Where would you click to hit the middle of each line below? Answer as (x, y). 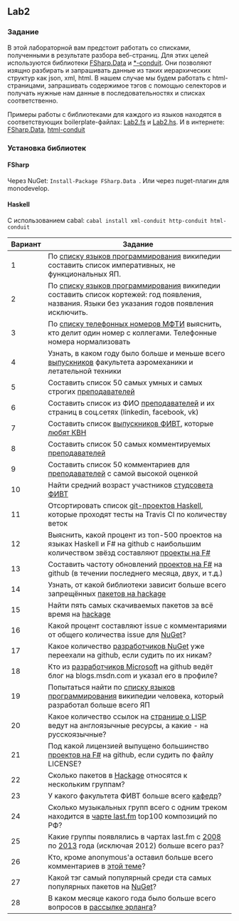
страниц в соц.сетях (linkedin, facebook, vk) (123, 412)
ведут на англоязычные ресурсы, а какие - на (128, 726)
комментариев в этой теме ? (97, 866)
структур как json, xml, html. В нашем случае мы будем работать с (109, 78)
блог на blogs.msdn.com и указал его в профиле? (133, 676)
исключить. (68, 313)
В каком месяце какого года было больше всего (132, 898)
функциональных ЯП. (84, 274)
